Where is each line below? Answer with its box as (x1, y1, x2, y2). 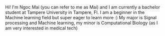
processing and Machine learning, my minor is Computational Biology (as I (5, 20, 158, 26)
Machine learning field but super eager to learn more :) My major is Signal (5, 15, 157, 20)
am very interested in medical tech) (5, 25, 78, 31)
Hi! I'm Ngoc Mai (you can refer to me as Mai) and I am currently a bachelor (5, 4, 161, 10)
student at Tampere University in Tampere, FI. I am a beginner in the (5, 9, 145, 15)
